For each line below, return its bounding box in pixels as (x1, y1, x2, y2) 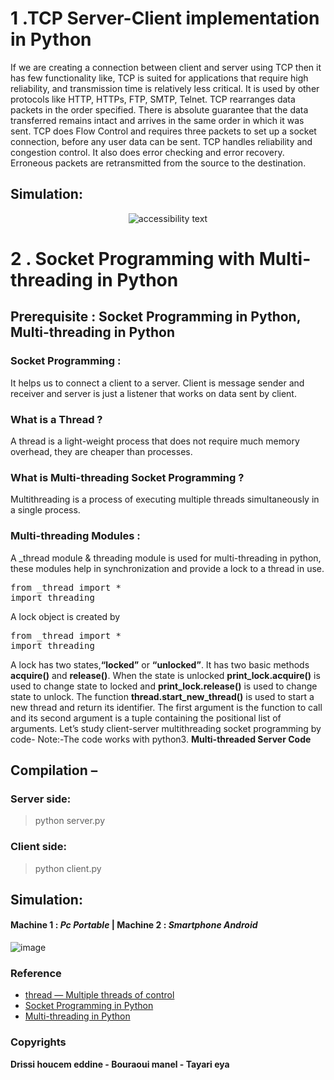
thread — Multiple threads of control (24, 989, 175, 1001)
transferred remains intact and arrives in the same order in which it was (10, 114, 305, 126)
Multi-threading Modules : (10, 529, 141, 543)
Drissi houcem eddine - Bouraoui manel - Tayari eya (10, 1058, 230, 1070)
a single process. (10, 504, 81, 516)
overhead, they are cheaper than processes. (10, 445, 193, 457)
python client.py (34, 862, 102, 874)
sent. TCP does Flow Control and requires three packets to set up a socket (10, 125, 317, 137)
